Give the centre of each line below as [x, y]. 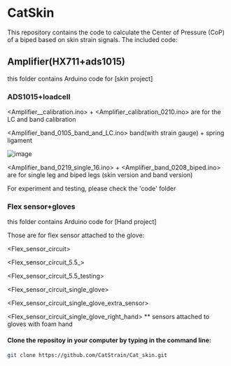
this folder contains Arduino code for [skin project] [80, 78]
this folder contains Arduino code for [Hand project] [82, 222]
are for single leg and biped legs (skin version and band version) [100, 175]
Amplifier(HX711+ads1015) [66, 62]
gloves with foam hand [40, 324]
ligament [20, 141]
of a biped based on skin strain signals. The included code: [92, 39]
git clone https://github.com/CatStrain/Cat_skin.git [87, 355]
